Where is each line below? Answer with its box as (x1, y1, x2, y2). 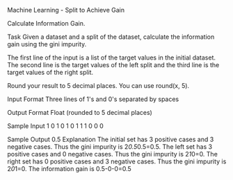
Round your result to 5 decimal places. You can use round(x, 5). (7, 82, 190, 89)
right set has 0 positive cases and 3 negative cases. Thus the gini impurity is (7, 157, 227, 165)
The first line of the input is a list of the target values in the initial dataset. (7, 53, 216, 62)
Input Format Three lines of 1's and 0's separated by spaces (7, 95, 179, 103)
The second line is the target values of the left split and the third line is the (7, 61, 220, 69)
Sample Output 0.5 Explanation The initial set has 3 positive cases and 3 (7, 135, 214, 143)
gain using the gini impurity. (7, 40, 87, 48)
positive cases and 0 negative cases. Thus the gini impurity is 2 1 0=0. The (7, 150, 218, 158)
